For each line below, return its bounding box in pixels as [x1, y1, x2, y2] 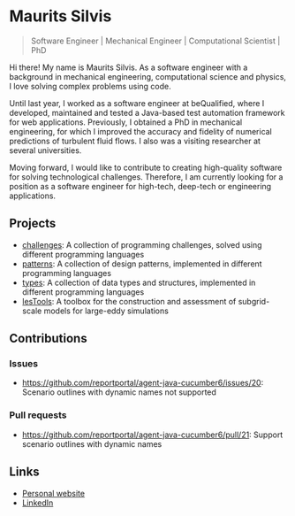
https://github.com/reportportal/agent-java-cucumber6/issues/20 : [21, 378, 264, 389]
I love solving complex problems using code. [9, 81, 171, 91]
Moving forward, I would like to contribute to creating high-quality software [9, 162, 283, 173]
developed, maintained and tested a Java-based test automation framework [9, 107, 285, 118]
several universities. [9, 144, 82, 156]
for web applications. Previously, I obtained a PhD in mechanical [9, 117, 243, 127]
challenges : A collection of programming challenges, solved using [21, 239, 262, 250]
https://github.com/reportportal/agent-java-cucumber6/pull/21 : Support [21, 429, 284, 440]
